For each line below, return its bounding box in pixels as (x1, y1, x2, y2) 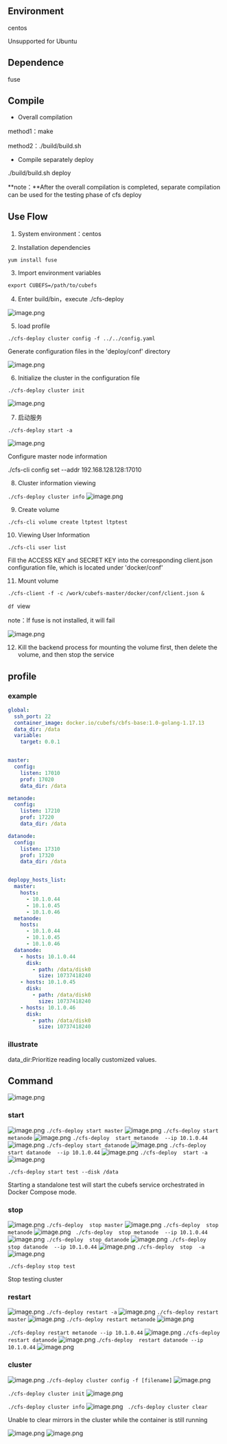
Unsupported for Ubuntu (8, 37, 77, 45)
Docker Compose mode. (8, 1187, 77, 1196)
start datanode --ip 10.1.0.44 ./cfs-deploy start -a (8, 1149, 208, 1156)
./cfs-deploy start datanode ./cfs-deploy (46, 1142, 206, 1149)
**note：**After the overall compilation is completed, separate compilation (8, 183, 221, 191)
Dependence (8, 57, 64, 69)
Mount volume (17, 577, 59, 585)
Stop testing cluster (8, 1275, 64, 1283)
